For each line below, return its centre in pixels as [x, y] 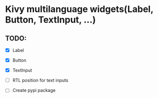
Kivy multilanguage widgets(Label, [79, 9]
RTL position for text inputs [40, 80]
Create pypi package [34, 90]
